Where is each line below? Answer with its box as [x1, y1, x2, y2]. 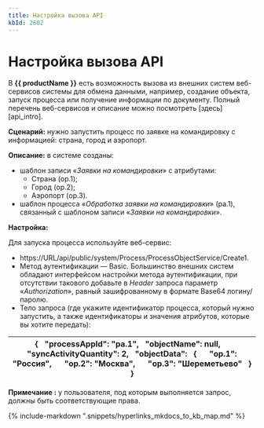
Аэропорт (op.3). [31, 191, 88, 200]
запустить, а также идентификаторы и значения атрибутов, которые [19, 312, 250, 321]
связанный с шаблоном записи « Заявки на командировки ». [19, 207, 222, 217]
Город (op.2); [31, 182, 76, 192]
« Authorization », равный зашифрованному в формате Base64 [19, 287, 226, 296]
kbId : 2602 [8, 19, 44, 27]
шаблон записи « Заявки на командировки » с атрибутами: [19, 166, 217, 175]
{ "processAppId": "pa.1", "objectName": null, [35, 338, 221, 349]
